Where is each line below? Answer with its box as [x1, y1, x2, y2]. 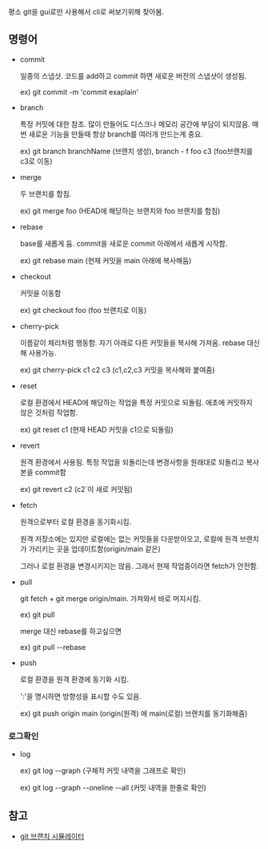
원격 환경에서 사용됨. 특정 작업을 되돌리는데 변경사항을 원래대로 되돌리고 [19, 457, 245, 467]
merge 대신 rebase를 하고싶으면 [19, 626, 122, 636]
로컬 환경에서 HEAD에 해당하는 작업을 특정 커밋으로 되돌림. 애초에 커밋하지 [19, 397, 254, 407]
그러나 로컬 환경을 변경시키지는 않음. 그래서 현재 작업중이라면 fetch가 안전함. [19, 561, 259, 571]
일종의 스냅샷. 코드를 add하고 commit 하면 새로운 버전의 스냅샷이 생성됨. [19, 71, 247, 80]
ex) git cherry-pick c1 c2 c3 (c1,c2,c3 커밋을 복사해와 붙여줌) [19, 364, 215, 375]
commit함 [34, 467, 66, 477]
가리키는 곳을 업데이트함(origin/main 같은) [28, 544, 162, 554]
